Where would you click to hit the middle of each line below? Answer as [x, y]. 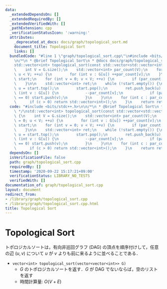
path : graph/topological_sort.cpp [45, 162]
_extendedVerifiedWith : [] [38, 24]
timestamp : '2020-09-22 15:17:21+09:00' [52, 171]
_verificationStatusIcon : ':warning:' [50, 33]
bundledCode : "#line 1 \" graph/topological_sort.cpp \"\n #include [79, 56]
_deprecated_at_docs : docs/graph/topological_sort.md [71, 42]
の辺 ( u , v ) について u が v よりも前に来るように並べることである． [73, 253]
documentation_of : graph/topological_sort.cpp [54, 185]
